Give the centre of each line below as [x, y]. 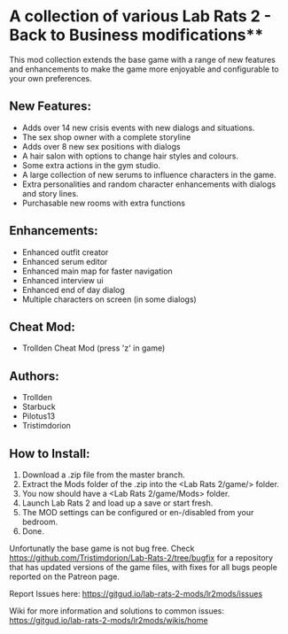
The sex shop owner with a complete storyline [106, 137]
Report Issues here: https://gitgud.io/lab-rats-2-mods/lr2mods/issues [136, 594]
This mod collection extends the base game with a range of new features [143, 59]
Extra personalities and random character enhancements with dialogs [149, 184]
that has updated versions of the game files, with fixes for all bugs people [143, 567]
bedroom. [40, 522]
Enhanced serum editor [65, 261]
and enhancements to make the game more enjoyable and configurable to [144, 69]
